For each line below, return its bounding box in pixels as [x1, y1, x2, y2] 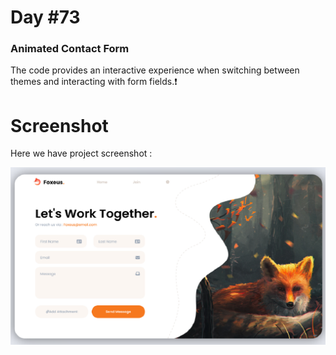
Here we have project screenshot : [10, 147, 153, 160]
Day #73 [10, 6, 81, 29]
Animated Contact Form [10, 42, 130, 56]
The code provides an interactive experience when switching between [10, 64, 300, 76]
